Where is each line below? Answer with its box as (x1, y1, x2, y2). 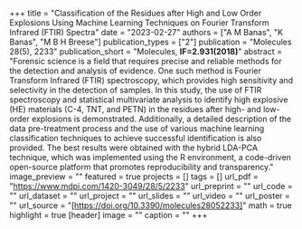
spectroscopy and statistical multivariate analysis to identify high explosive (9, 94, 288, 105)
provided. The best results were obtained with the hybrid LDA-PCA (9, 142, 259, 153)
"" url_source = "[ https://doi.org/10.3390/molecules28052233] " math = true (9, 200, 292, 211)
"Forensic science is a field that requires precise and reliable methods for (9, 56, 282, 66)
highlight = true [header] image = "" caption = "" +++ (9, 210, 208, 220)
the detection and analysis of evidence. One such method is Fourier (9, 65, 262, 76)
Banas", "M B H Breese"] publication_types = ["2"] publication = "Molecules (9, 36, 292, 47)
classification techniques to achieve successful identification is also (9, 133, 262, 143)
